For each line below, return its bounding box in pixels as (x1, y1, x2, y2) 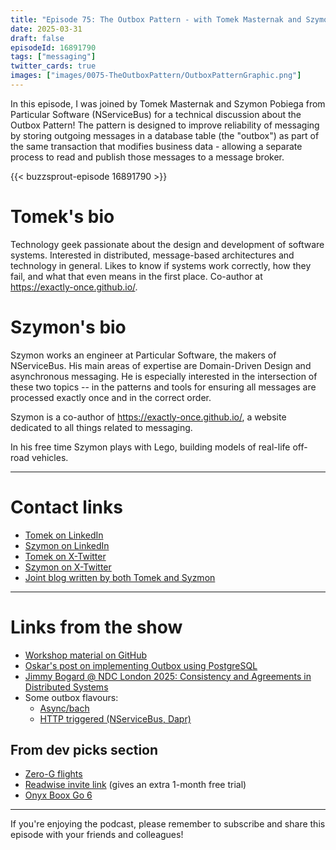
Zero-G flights (24, 768, 83, 780)
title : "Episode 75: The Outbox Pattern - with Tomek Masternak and (10, 14, 302, 25)
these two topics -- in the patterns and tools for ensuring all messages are (10, 381, 317, 393)
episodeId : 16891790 (10, 42, 97, 53)
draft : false (10, 33, 65, 43)
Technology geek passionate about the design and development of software (10, 238, 325, 250)
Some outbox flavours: (24, 691, 119, 703)
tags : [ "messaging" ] (10, 52, 97, 62)
